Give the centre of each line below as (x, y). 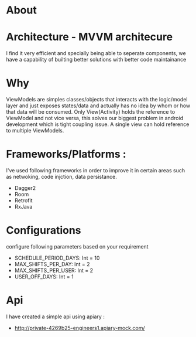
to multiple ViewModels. (35, 131)
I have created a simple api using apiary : (56, 316)
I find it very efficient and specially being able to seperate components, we (96, 53)
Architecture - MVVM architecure (90, 37)
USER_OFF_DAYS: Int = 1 (44, 277)
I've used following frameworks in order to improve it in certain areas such (96, 170)
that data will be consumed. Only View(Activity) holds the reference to (91, 112)
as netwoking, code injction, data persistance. (61, 177)
